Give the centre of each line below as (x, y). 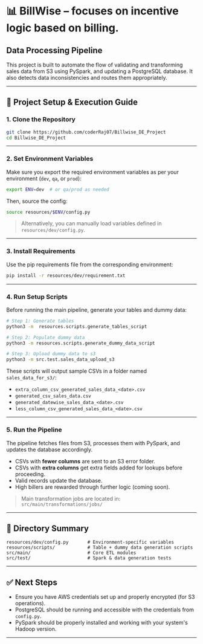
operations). (30, 604)
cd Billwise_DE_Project (36, 138)
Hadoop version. (36, 629)
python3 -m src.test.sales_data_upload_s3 (60, 359)
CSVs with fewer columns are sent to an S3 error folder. (85, 461)
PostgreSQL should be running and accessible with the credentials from (105, 610)
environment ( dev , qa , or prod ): (44, 178)
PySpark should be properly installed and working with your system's (101, 623)
